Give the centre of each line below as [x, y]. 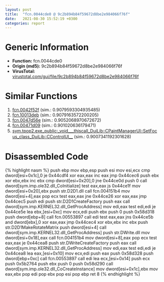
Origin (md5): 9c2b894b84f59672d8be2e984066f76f [67, 66]
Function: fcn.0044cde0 [37, 61]
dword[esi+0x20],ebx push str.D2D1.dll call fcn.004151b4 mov [68, 191]
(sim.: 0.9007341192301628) [103, 137]
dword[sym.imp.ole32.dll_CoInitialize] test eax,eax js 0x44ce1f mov [73, 186]
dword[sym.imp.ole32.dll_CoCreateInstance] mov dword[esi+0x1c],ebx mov [82, 269]
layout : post [18, 10]
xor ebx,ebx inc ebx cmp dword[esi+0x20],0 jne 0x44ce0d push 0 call [76, 181]
